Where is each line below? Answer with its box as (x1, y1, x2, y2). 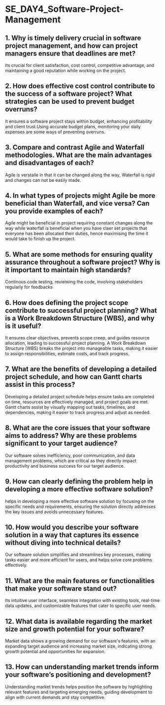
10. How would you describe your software (5, 523, 139, 531)
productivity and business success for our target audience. (5, 463, 125, 469)
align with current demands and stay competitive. (5, 694, 106, 700)
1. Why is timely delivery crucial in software (5, 34, 141, 42)
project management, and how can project (5, 41, 138, 50)
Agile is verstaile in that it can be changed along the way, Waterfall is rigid (5, 172, 155, 178)
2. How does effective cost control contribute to (5, 82, 155, 90)
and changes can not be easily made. (5, 177, 81, 183)
